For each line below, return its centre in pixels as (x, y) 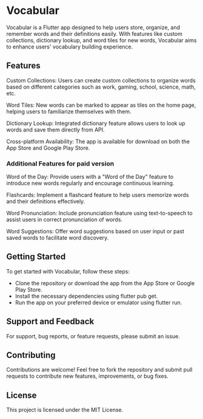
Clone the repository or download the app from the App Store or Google (105, 283)
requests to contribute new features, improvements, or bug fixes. (87, 376)
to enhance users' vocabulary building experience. (70, 47)
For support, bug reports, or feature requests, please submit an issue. (93, 336)
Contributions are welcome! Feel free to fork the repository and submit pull (99, 370)
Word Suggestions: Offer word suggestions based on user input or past (95, 232)
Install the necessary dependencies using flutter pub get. (86, 296)
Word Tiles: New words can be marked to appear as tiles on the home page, (101, 105)
